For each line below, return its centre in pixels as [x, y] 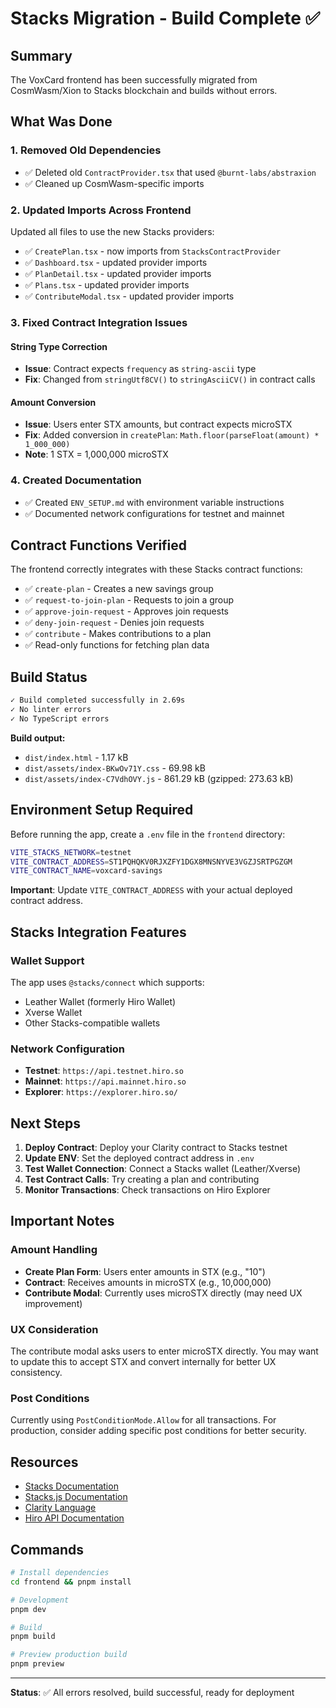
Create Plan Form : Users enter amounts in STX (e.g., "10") [145, 1271]
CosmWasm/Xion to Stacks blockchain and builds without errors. [144, 90]
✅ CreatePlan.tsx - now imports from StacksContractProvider [153, 251]
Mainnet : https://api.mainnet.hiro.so [105, 1081]
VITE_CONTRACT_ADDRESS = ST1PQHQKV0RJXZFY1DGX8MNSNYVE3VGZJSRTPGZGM [151, 862]
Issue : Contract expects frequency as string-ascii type [140, 369]
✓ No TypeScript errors [60, 718]
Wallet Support [47, 960]
